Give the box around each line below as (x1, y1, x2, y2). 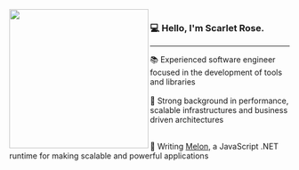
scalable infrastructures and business (149, 105, 288, 116)
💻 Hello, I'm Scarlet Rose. (149, 21, 265, 34)
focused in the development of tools (149, 67, 283, 78)
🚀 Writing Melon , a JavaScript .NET (149, 142, 279, 152)
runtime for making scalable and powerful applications (9, 150, 209, 161)
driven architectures (149, 115, 224, 125)
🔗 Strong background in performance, (149, 95, 289, 106)
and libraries (149, 77, 196, 87)
